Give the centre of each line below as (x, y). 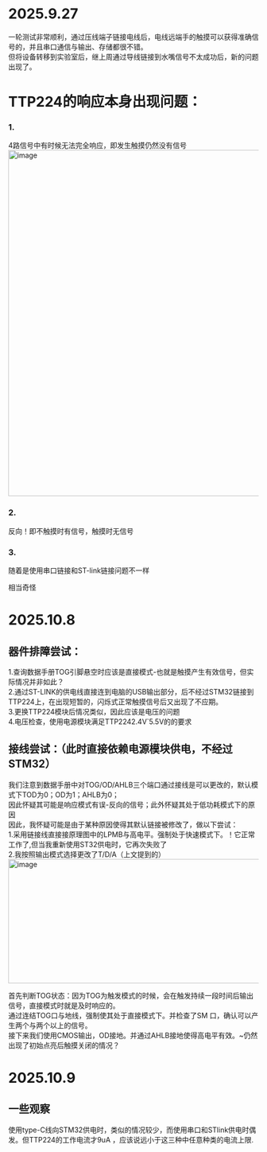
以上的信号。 (71, 1025)
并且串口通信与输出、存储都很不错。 (88, 47)
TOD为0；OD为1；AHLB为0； (70, 794)
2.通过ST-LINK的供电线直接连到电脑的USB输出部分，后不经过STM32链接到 (131, 692)
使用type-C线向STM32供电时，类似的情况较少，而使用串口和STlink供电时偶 (132, 1130)
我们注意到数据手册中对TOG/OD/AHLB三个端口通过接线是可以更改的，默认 (130, 784)
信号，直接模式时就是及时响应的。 (64, 1005)
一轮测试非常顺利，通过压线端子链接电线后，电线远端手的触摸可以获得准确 (130, 37)
